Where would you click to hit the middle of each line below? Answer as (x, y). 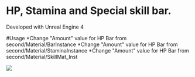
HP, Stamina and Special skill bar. (89, 11)
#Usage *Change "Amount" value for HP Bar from (66, 38)
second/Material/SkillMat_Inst (42, 57)
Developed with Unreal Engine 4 (45, 27)
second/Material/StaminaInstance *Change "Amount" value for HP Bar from (97, 50)
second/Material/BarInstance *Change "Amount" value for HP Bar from (92, 44)
